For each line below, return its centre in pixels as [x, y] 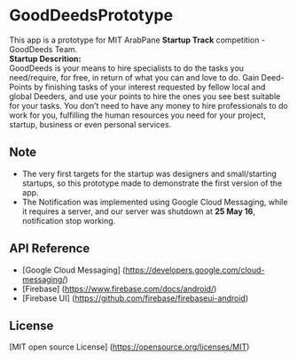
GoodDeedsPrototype [91, 15]
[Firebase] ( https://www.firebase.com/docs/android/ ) [119, 288]
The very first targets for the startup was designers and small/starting [149, 173]
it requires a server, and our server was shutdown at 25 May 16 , [138, 211]
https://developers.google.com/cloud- [195, 270]
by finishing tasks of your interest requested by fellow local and [150, 87]
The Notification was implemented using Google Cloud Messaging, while [155, 202]
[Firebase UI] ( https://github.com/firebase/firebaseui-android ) [135, 298]
